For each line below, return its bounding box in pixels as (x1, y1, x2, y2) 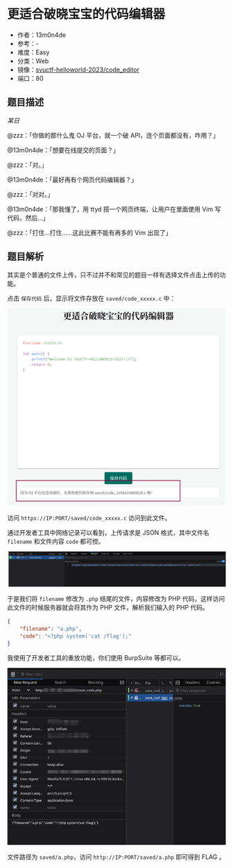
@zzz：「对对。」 (7, 190, 54, 198)
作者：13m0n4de (17, 31, 67, 39)
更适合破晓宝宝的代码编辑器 (7, 6, 166, 22)
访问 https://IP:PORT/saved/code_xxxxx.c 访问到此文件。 (7, 513, 171, 522)
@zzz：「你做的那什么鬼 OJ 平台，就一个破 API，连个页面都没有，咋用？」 (7, 131, 220, 139)
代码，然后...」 (7, 214, 50, 222)
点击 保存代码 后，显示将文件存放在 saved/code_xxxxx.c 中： (7, 294, 176, 303)
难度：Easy (17, 48, 50, 56)
